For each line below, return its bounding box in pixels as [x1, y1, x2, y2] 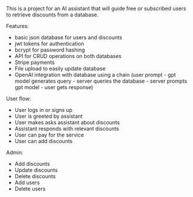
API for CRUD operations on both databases [14, 53, 122, 59]
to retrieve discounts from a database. [6, 11, 99, 18]
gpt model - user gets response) [14, 84, 94, 90]
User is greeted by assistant [14, 113, 83, 120]
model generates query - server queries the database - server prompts [14, 77, 187, 84]
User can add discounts [14, 138, 73, 144]
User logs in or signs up [14, 107, 72, 113]
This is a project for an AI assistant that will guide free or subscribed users [6, 5, 187, 12]
